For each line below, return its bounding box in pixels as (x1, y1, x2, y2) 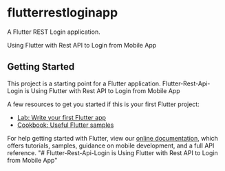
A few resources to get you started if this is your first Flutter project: (7, 100, 200, 108)
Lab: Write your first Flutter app (17, 113, 107, 121)
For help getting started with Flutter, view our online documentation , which (7, 134, 219, 142)
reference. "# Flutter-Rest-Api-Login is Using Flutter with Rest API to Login (7, 148, 218, 157)
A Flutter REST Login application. (7, 28, 101, 36)
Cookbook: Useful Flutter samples (17, 121, 114, 129)
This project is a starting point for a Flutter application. (7, 79, 161, 88)
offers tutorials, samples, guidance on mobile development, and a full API (7, 141, 215, 150)
